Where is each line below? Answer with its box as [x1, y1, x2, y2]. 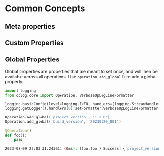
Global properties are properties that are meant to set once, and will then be [5, 68, 158, 74]
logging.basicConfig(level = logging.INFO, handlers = [5, 101, 112, 106]
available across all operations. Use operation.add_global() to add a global [5, 74, 157, 79]
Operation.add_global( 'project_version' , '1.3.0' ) [5, 115, 110, 120]
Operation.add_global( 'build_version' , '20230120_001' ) [5, 119, 121, 124]
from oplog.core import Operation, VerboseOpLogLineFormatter [5, 93, 134, 97]
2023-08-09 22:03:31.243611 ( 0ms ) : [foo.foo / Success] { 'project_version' [5, 146, 163, 151]
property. [5, 78, 24, 84]
